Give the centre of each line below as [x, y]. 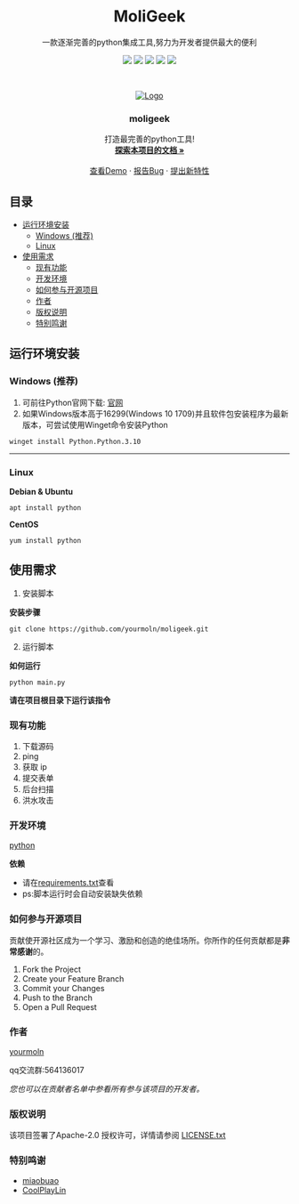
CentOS [24, 525]
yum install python [45, 541]
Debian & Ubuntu [41, 492]
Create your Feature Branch [73, 978]
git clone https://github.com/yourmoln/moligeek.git [109, 629]
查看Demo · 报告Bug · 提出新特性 [149, 171]
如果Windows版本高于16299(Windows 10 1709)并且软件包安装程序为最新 [155, 413]
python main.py [37, 683]
